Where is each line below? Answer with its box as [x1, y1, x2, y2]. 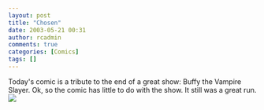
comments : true [8, 41, 58, 49]
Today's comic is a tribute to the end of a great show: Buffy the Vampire [8, 76, 242, 86]
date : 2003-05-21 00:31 [8, 26, 87, 34]
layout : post [8, 11, 51, 20]
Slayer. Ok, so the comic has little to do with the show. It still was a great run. [8, 85, 257, 94]
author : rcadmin [8, 33, 61, 42]
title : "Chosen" [8, 19, 61, 27]
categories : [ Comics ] [8, 48, 80, 56]
